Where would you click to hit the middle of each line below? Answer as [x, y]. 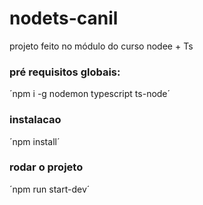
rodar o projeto [46, 167]
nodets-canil [64, 18]
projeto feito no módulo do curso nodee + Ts [101, 46]
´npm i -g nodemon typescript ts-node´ [90, 94]
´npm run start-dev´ [50, 189]
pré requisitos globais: [65, 72]
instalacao [35, 120]
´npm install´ [35, 141]
